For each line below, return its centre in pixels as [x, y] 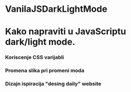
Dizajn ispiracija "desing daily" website [53, 84]
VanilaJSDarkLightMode [56, 9]
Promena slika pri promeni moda [45, 71]
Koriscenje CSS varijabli [35, 58]
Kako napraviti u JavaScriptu [66, 32]
